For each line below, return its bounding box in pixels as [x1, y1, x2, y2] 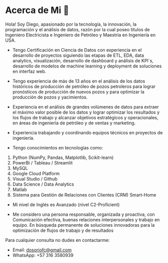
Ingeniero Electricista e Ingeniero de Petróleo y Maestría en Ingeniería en [5, 32, 156, 38]
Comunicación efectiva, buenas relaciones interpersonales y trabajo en [12, 216, 160, 223]
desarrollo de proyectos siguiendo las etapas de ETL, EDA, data [12, 52, 144, 58]
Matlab [12, 186, 27, 193]
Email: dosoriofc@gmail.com [12, 246, 72, 253]
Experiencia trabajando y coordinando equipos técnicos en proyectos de [12, 129, 163, 135]
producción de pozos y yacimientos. [12, 94, 88, 100]
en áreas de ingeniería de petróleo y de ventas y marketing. [12, 120, 136, 126]
